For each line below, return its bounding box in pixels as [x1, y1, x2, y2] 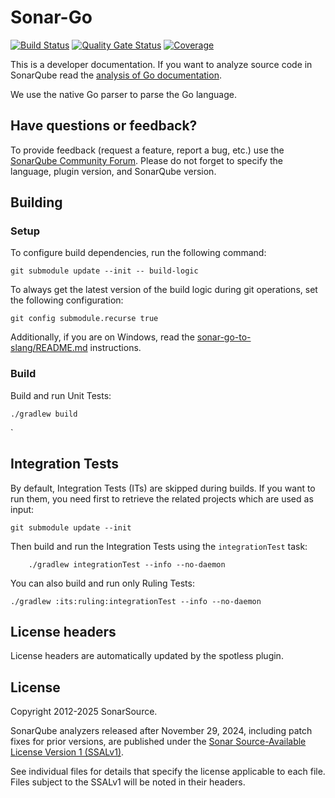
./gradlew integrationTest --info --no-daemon [28, 559, 226, 570]
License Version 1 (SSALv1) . [10, 746, 125, 758]
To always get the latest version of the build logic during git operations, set [10, 284, 318, 296]
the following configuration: [10, 294, 124, 306]
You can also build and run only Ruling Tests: [10, 577, 195, 589]
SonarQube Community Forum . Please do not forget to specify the [10, 154, 283, 166]
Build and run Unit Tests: [10, 389, 112, 401]
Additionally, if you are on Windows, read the [10, 331, 195, 343]
